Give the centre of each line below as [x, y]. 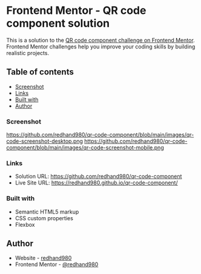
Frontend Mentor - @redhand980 [57, 264]
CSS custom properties [44, 218]
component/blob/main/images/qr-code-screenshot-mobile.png [85, 148]
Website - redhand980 [43, 258]
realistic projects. [28, 53]
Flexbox [25, 224]
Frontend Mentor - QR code [76, 11]
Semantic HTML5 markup [47, 212]
